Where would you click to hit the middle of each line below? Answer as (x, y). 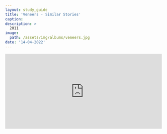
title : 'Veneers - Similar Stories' (43, 14)
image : (12, 33)
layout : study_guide (27, 10)
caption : (14, 19)
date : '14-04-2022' (25, 42)
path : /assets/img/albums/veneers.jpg (50, 38)
